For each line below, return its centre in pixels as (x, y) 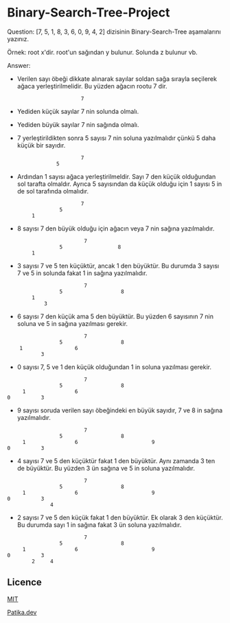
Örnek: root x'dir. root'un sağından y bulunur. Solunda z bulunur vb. (102, 52)
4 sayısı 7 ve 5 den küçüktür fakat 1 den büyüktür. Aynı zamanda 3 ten (116, 460)
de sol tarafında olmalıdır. (53, 191)
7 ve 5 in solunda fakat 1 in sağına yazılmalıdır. (82, 273)
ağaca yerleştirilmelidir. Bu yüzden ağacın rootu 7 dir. (92, 86)
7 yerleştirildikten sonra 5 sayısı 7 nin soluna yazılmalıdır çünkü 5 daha (116, 138)
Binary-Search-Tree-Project (89, 13)
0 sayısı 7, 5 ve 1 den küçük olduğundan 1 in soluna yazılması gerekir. (114, 367)
